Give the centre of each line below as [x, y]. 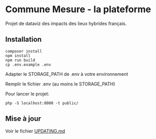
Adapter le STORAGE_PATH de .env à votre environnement [67, 74]
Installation [23, 39]
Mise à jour [23, 119]
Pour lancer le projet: [27, 94]
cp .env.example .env [28, 65]
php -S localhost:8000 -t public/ [42, 103]
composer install [24, 51]
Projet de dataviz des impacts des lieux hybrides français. [66, 23]
